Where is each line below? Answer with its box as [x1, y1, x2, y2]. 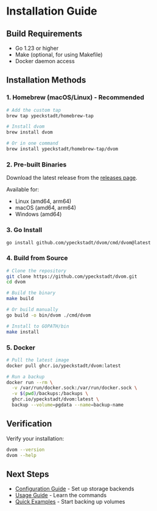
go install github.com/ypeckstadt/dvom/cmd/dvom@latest [6, 239, 151, 245]
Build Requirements [6, 29, 83, 39]
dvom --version [6, 447, 45, 453]
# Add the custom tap [6, 107, 61, 113]
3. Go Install [6, 226, 43, 235]
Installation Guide [6, 4, 97, 18]
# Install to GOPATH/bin [6, 323, 69, 329]
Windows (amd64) [15, 211, 62, 218]
